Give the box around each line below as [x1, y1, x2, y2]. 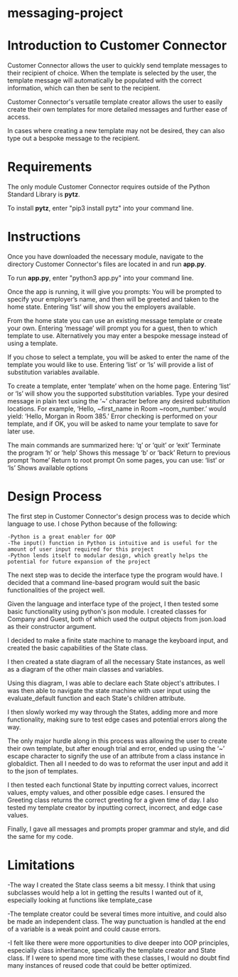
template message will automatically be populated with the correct [7, 76, 202, 85]
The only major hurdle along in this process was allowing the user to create [7, 736, 227, 745]
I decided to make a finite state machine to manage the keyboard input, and [7, 635, 229, 645]
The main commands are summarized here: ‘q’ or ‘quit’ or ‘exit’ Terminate [7, 441, 221, 449]
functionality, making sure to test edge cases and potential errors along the [7, 715, 227, 724]
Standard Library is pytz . [7, 190, 80, 199]
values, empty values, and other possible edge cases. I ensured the [7, 788, 205, 796]
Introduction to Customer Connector [7, 38, 227, 54]
